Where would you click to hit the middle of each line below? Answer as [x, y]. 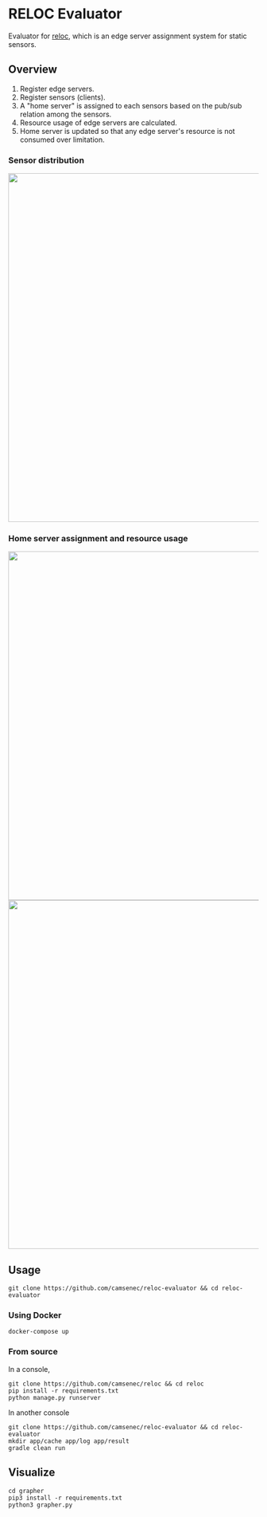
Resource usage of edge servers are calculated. [98, 122]
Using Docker [35, 1315]
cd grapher [26, 1491]
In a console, [29, 1369]
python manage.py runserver [55, 1397]
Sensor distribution [46, 160]
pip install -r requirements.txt [64, 1391]
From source [33, 1352]
